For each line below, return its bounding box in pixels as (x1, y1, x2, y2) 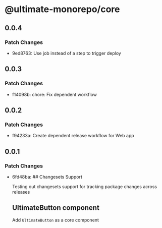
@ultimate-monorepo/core (5, 4, 120, 15)
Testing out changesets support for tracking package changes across (12, 183, 157, 190)
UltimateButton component (12, 203, 99, 212)
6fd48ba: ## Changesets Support (12, 174, 83, 180)
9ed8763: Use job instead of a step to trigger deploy (12, 50, 122, 56)
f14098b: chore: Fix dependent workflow (12, 91, 97, 97)
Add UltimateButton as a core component (12, 217, 99, 223)
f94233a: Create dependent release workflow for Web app (12, 133, 134, 139)
